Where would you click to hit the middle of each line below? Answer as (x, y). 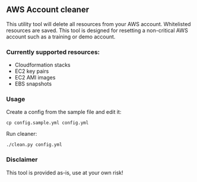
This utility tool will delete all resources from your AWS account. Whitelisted (99, 24)
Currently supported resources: (53, 52)
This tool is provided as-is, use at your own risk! (65, 173)
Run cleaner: (22, 134)
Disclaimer (22, 159)
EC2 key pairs (32, 71)
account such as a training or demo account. (61, 36)
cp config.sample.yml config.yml (47, 123)
